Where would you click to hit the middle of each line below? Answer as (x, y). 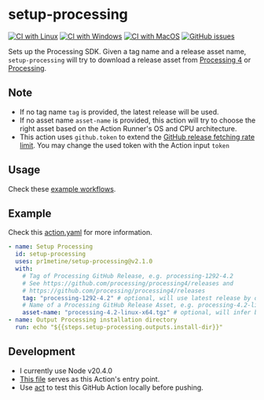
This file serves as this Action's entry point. (90, 379)
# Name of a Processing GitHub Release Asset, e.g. (108, 305)
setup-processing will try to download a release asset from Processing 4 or (130, 60)
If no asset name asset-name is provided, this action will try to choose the (137, 120)
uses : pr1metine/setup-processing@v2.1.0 (84, 262)
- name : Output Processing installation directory (93, 320)
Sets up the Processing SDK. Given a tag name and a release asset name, (127, 51)
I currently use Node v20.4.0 (66, 370)
